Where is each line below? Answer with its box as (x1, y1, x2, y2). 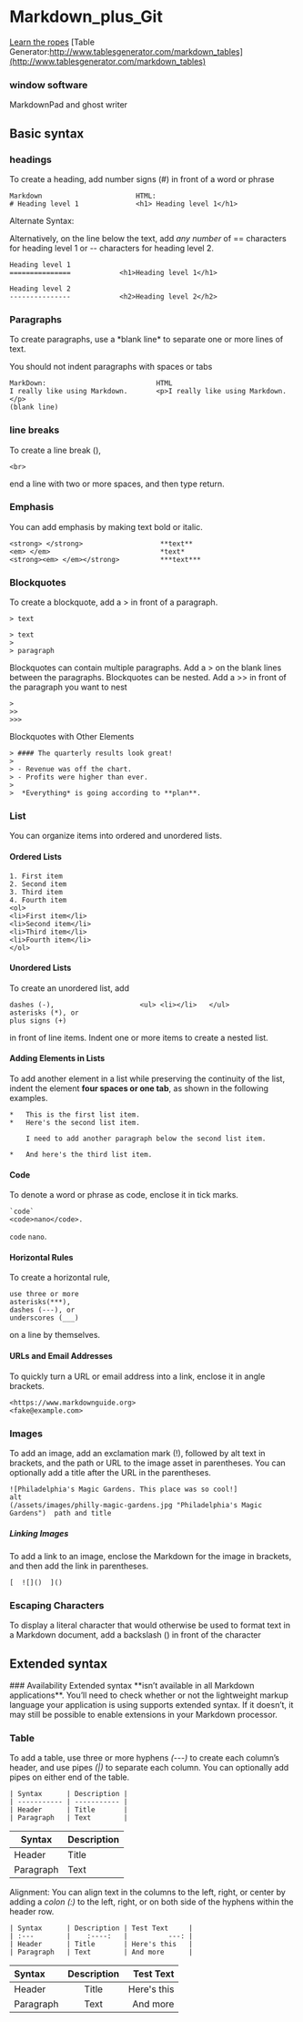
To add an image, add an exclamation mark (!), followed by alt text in (9, 1447, 266, 1458)
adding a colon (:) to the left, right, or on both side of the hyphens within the (9, 1896, 294, 1907)
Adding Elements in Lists (9, 1053, 106, 1064)
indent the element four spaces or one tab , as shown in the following (9, 1083, 269, 1094)
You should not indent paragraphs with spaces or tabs (9, 362, 213, 373)
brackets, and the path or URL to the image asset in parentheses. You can (9, 1457, 287, 1468)
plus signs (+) (9, 1016, 67, 1026)
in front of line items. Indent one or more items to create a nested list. (9, 1032, 268, 1043)
